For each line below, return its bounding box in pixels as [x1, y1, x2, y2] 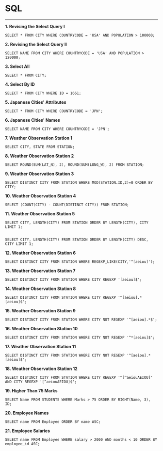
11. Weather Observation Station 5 [5, 210, 75, 216]
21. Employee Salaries [5, 428, 50, 434]
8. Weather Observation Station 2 [5, 153, 74, 159]
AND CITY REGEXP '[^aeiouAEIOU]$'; [5, 379, 77, 384]
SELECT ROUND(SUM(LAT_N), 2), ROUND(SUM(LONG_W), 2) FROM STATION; [5, 162, 145, 167]
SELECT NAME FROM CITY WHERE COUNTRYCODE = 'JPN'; [5, 127, 110, 131]
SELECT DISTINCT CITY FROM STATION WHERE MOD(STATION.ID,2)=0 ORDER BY [5, 180, 153, 185]
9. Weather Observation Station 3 [5, 171, 74, 177]
